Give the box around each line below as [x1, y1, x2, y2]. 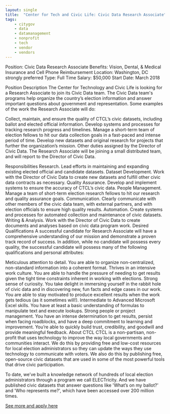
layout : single [5, 7, 37, 13]
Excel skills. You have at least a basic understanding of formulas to [5, 302, 145, 308]
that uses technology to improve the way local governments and [17, 334, 152, 341]
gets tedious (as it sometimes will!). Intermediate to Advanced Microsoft [5, 297, 155, 303]
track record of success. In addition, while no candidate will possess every [5, 239, 161, 245]
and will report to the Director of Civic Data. [5, 153, 96, 160]
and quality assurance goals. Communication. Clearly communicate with [5, 196, 156, 202]
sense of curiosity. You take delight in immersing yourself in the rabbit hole [5, 281, 161, 287]
